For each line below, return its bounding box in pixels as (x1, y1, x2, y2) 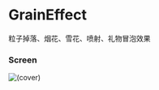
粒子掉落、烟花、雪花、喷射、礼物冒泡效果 (8, 33, 151, 43)
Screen (8, 54, 38, 66)
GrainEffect (8, 6, 88, 24)
